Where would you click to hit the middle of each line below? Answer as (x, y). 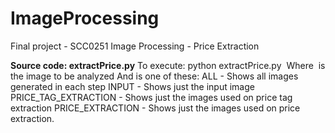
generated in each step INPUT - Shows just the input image (132, 86)
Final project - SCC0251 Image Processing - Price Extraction (135, 46)
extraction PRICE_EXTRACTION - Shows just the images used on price (155, 108)
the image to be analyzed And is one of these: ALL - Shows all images (154, 76)
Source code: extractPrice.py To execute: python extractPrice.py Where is (168, 65)
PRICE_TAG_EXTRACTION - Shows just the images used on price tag (151, 97)
